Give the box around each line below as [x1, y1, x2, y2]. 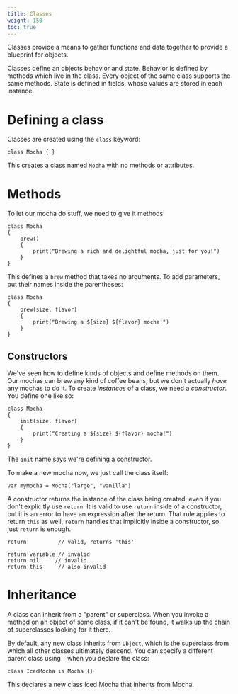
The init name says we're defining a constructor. [7, 455, 152, 464]
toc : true [7, 23, 37, 30]
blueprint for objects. [7, 50, 69, 59]
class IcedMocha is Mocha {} [7, 668, 93, 675]
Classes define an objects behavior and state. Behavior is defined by [7, 64, 208, 73]
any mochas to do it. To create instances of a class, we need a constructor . [7, 384, 227, 393]
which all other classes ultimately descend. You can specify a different [7, 647, 214, 655]
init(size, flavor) [20, 418, 78, 425]
